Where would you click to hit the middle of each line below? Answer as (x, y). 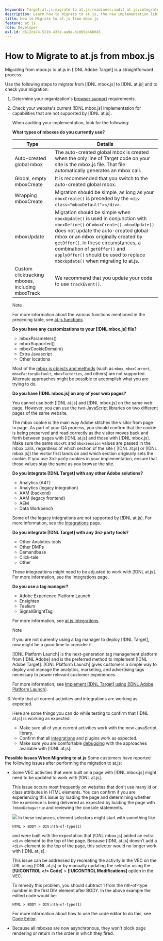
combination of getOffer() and (90, 249)
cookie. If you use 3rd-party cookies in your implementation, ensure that (84, 458)
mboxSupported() (37, 343)
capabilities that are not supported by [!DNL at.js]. (62, 113)
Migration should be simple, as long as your (105, 192)
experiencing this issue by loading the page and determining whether (81, 797)
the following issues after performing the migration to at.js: (64, 763)
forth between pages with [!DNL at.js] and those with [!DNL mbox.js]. (81, 438)
